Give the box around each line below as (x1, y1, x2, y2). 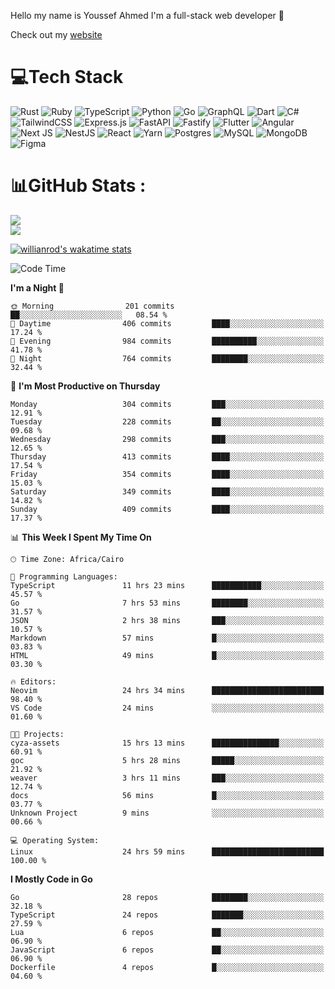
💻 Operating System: (10, 835, 100, 845)
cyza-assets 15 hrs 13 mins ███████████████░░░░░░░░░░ (10, 738, 325, 748)
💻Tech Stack (10, 66, 124, 89)
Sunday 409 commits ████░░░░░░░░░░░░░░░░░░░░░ (10, 504, 325, 514)
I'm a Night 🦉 (10, 281, 65, 294)
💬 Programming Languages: (10, 571, 118, 582)
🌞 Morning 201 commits (10, 301, 175, 311)
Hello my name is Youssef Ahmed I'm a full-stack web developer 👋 (10, 10, 285, 21)
